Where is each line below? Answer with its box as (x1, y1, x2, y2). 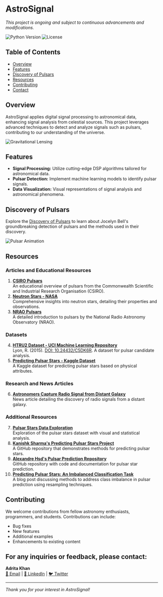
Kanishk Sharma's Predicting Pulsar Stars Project (12, 440, 114, 446)
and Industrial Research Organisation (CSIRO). (12, 288, 105, 294)
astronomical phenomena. (12, 191, 65, 197)
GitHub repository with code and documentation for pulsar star (12, 461, 138, 467)
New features (12, 528, 40, 534)
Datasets (5, 331, 27, 338)
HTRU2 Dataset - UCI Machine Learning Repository (12, 342, 118, 348)
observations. (12, 304, 40, 309)
